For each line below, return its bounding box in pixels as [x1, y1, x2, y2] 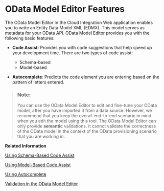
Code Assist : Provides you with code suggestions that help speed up [12, 44, 152, 50]
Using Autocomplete [5, 171, 47, 177]
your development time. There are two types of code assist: [12, 50, 133, 56]
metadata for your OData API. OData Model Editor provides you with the [5, 30, 150, 36]
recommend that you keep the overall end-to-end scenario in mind [17, 113, 152, 119]
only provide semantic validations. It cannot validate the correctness [17, 123, 156, 129]
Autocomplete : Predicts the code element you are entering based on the [12, 74, 160, 80]
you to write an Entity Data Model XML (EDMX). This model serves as [5, 24, 145, 30]
